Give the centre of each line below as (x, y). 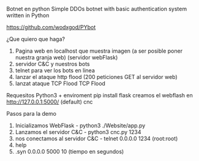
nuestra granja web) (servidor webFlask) (66, 57)
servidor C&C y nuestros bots (52, 64)
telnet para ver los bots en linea (55, 70)
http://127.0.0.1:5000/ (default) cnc (50, 102)
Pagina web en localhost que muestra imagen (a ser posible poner (99, 51)
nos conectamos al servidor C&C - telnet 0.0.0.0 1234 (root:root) (96, 138)
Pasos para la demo (32, 114)
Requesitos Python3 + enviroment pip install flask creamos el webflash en (99, 95)
